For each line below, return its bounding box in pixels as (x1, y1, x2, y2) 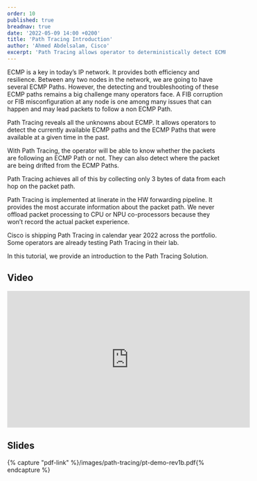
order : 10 (7, 10, 36, 17)
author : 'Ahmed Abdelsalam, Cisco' (7, 42, 110, 49)
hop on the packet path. (7, 182, 76, 190)
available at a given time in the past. (7, 133, 109, 141)
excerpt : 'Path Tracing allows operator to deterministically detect (7, 49, 213, 56)
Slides (7, 440, 35, 452)
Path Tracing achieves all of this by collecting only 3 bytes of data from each (7, 174, 226, 183)
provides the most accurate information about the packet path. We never (7, 203, 215, 211)
